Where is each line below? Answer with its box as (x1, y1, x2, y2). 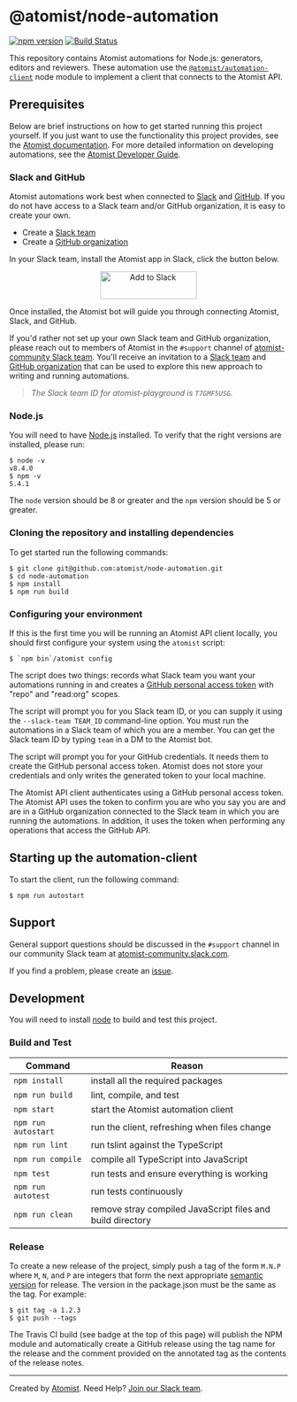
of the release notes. (9, 1357, 85, 1367)
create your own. (9, 210, 72, 221)
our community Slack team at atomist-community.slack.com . (9, 948, 230, 958)
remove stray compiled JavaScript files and (90, 1203, 271, 1215)
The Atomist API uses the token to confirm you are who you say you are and (9, 796, 286, 807)
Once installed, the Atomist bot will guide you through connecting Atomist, (9, 306, 280, 317)
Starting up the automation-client (9, 850, 198, 865)
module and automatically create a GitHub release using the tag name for (9, 1338, 276, 1349)
